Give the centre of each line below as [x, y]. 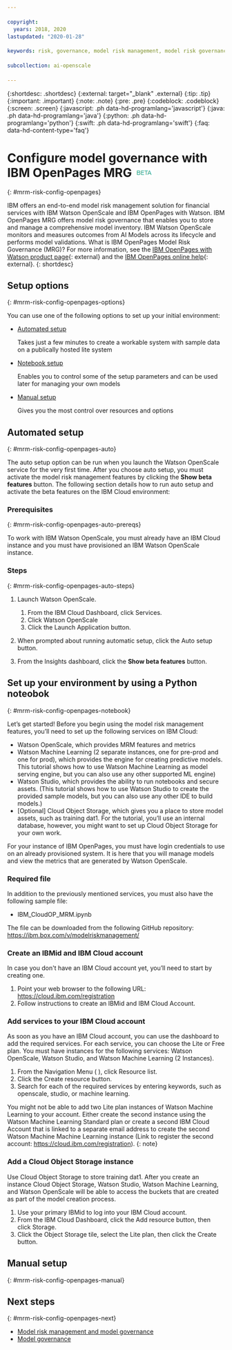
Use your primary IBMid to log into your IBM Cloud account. [102, 1212]
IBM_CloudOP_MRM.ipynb [54, 914]
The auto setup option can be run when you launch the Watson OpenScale [113, 462]
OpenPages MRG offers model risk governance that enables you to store [110, 220]
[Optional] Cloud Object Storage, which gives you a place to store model [120, 810]
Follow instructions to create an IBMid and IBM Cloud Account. [106, 1004]
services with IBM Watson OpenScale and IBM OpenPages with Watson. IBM [116, 212]
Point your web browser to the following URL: [81, 989]
